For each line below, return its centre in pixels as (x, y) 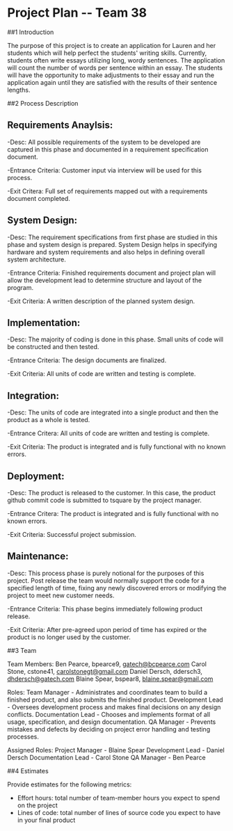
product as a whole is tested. (49, 420)
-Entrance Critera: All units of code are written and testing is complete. (109, 433)
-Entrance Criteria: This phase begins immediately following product (105, 608)
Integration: (33, 395)
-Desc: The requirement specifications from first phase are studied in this (112, 237)
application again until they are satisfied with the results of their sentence (112, 82)
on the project (37, 805)
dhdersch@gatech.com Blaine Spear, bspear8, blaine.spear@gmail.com (110, 679)
